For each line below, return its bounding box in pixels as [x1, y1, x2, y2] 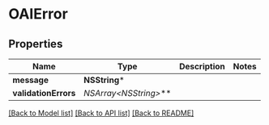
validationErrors [12, 88, 76, 98]
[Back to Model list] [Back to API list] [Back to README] [8, 108, 194, 118]
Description [179, 61, 225, 72]
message [12, 74, 49, 85]
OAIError [8, 5, 69, 23]
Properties [8, 37, 63, 51]
